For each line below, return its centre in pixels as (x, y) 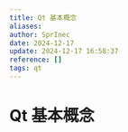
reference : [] (36, 60)
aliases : (26, 26)
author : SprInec (40, 34)
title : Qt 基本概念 (43, 18)
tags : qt (26, 69)
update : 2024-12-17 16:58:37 (64, 52)
